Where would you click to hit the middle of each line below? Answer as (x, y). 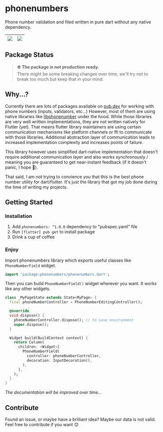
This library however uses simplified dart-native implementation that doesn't (81, 152)
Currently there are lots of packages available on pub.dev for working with (80, 106)
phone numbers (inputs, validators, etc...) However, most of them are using (80, 111)
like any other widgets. (28, 289)
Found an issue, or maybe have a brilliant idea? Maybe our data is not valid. (81, 419)
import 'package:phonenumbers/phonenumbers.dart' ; (57, 274)
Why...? (17, 95)
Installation (19, 216)
